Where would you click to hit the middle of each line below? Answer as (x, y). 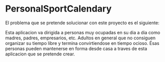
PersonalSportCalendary (59, 9)
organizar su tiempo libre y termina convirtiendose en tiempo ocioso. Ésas (82, 43)
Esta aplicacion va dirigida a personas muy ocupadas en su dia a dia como (83, 32)
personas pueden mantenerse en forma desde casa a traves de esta (76, 48)
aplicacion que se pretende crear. (40, 54)
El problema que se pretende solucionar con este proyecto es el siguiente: (82, 23)
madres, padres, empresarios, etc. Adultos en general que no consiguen (80, 38)
